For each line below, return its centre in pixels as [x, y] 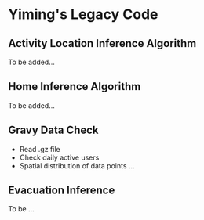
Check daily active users [59, 157]
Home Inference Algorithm [75, 87]
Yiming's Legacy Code [83, 14]
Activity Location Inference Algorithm [102, 43]
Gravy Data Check [54, 130]
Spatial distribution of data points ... [77, 165]
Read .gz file [40, 149]
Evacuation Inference [62, 191]
